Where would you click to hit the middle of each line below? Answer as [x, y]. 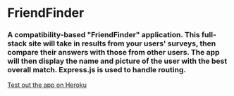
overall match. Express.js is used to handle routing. [97, 70]
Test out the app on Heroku [47, 85]
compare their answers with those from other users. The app [113, 53]
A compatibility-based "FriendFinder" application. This [104, 35]
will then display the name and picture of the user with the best [117, 61]
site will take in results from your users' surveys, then [122, 43]
